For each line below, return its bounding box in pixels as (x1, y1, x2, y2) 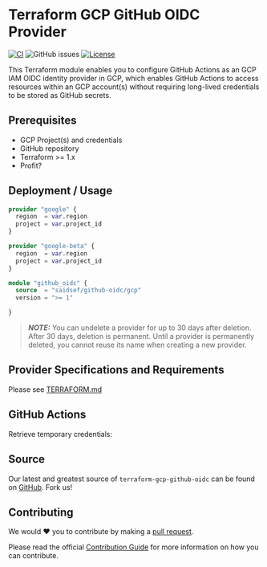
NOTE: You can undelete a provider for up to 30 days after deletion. (27, 323, 252, 332)
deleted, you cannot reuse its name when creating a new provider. (27, 340, 247, 350)
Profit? (19, 161, 42, 170)
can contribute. (8, 551, 59, 561)
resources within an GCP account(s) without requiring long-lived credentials (8, 82, 260, 92)
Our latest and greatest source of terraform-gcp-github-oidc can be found (8, 474, 255, 483)
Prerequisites (8, 114, 77, 128)
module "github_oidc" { (8, 279, 88, 287)
